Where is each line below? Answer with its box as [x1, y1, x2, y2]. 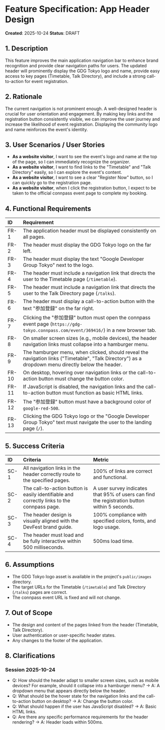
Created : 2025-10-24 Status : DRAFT [5, 30, 80, 36]
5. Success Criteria [5, 442, 65, 450]
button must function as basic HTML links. [46, 390, 143, 396]
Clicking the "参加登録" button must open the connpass [23, 314, 151, 321]
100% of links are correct [93, 468, 153, 475]
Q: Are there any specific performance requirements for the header [12, 714, 148, 720]
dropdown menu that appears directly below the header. [12, 688, 126, 694]
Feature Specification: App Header [5, 3, 150, 15]
